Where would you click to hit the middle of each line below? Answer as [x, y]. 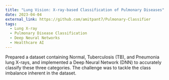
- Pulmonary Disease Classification [48, 33]
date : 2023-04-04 [24, 15]
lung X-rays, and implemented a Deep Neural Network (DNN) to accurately [83, 62]
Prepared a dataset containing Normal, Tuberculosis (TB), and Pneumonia [82, 57]
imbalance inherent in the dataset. [41, 73]
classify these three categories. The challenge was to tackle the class [78, 67]
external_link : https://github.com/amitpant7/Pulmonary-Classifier [78, 19]
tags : [11, 24]
